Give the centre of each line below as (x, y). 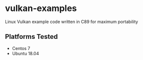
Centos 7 (21, 48)
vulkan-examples (41, 8)
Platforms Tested (32, 37)
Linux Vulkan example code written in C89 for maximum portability (71, 22)
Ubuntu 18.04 (25, 53)
